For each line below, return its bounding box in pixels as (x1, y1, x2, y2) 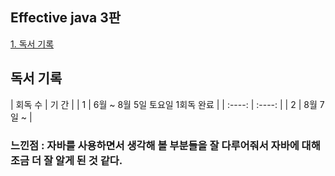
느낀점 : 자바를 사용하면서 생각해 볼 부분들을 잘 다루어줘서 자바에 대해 (10, 138, 321, 152)
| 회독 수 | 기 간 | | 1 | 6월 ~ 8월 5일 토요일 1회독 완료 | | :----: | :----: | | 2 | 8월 (10, 98, 318, 110)
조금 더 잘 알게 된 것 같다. (10, 153, 123, 167)
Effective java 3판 (10, 9, 122, 27)
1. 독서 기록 (10, 38, 55, 50)
